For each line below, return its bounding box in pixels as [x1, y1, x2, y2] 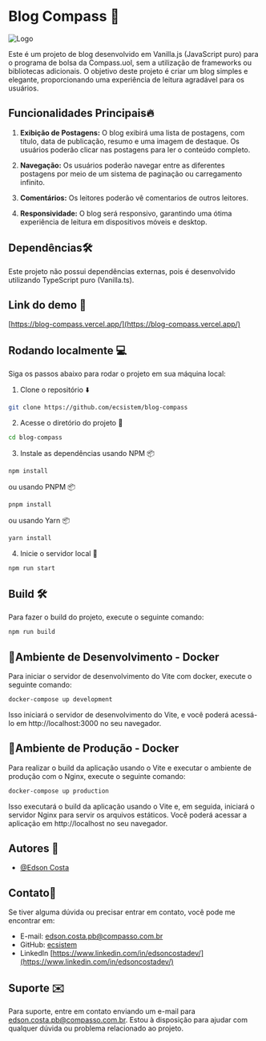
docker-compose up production [8, 787, 110, 795]
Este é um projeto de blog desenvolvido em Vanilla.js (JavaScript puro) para [8, 49, 259, 59]
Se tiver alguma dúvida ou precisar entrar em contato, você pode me [8, 907, 236, 917]
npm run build [8, 628, 56, 636]
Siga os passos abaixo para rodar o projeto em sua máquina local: [8, 369, 226, 379]
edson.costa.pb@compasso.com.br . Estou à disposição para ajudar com [8, 1015, 248, 1024]
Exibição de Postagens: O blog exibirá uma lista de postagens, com [19, 127, 245, 137]
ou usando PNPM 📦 [8, 482, 76, 491]
